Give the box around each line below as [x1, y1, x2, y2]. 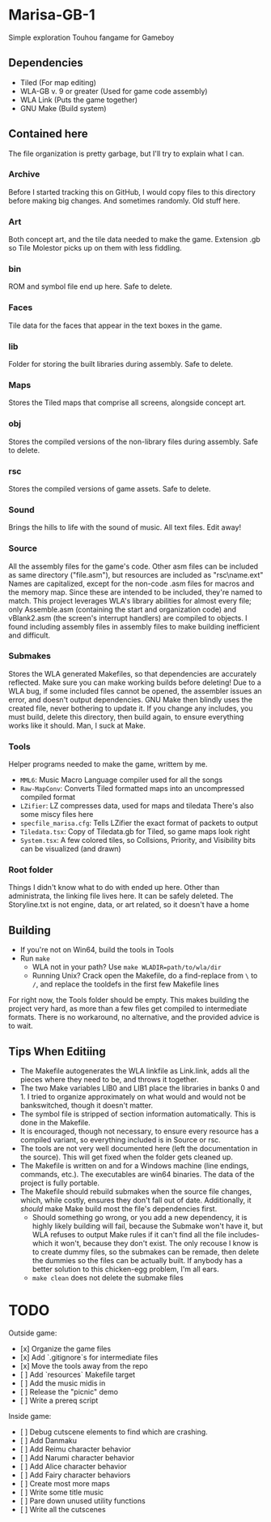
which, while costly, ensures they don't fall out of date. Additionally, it [19, 1195, 252, 1206]
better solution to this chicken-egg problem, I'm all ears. [32, 1264, 220, 1275]
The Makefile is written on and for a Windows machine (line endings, [19, 1161, 249, 1171]
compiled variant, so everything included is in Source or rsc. [19, 1135, 221, 1145]
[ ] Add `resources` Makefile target [19, 1369, 136, 1379]
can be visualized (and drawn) [19, 844, 121, 853]
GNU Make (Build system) [19, 103, 107, 113]
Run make [19, 953, 50, 963]
